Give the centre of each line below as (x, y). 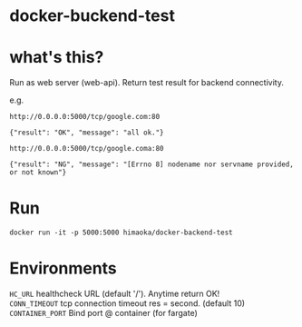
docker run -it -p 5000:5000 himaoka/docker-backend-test (121, 233)
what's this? (57, 58)
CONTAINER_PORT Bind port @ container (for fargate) (103, 313)
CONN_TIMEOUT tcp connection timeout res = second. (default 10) (127, 303)
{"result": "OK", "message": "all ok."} (87, 133)
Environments (63, 268)
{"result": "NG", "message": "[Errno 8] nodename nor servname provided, (152, 164)
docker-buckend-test (92, 16)
